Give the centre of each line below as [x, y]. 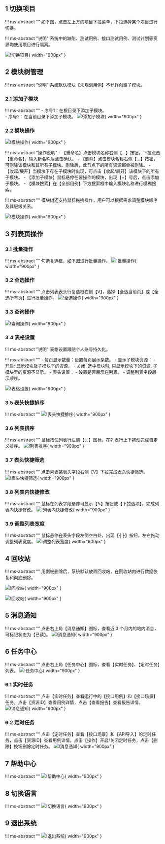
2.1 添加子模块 [22, 99]
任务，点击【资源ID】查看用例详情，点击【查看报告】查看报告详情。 [74, 703]
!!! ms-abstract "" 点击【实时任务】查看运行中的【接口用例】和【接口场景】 [82, 696]
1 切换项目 [20, 9]
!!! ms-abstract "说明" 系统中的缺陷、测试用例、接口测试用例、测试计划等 [79, 38]
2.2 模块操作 [20, 131]
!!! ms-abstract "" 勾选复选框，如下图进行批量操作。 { [71, 261]
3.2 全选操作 [20, 280]
